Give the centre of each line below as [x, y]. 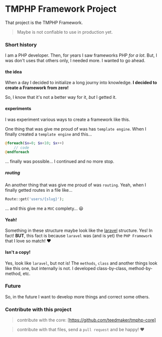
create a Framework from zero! [37, 88]
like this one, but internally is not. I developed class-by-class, [66, 268]
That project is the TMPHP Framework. [44, 22]
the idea [13, 71]
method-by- [140, 268]
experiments [18, 109]
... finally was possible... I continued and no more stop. [60, 161]
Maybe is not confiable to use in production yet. [65, 32]
